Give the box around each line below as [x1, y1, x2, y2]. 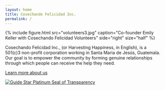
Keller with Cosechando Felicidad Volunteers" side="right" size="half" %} [5, 35, 156, 41]
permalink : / [5, 16, 32, 21]
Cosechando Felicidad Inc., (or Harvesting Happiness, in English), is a [5, 45, 147, 51]
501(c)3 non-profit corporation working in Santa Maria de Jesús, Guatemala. [5, 50, 161, 56]
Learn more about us [5, 70, 48, 76]
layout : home [5, 7, 32, 12]
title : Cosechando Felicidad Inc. [5, 12, 77, 17]
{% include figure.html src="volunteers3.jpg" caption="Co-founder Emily [5, 30, 154, 36]
